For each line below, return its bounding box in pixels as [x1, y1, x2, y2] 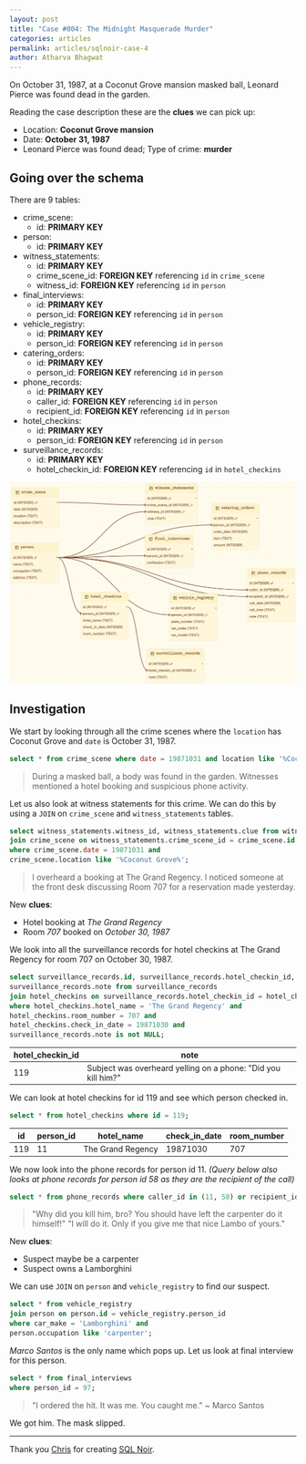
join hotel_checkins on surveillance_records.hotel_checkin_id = [9, 992, 262, 1001]
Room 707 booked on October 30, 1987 [22, 926, 170, 937]
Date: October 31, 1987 [22, 134, 111, 145]
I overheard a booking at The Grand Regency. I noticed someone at [31, 871, 284, 882]
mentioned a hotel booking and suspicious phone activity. [31, 780, 249, 791]
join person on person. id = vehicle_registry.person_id [9, 1309, 226, 1319]
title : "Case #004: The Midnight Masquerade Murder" [9, 24, 214, 34]
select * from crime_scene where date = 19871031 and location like [9, 754, 275, 763]
